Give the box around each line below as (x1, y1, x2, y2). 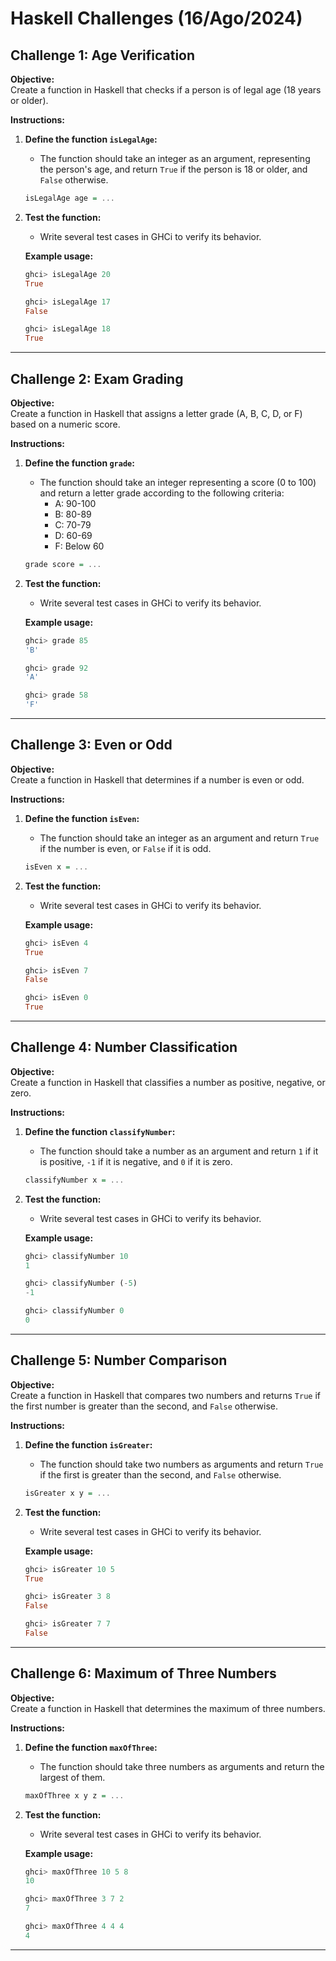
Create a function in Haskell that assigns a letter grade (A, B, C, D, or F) (10, 407, 303, 419)
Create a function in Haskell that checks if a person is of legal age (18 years (10, 84, 322, 96)
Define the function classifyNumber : (24, 1125, 176, 1137)
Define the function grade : (24, 457, 135, 469)
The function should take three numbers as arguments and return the (39, 1760, 325, 1772)
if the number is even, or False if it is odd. (39, 842, 212, 854)
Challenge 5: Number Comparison (10, 1352, 228, 1369)
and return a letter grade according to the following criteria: (39, 487, 285, 499)
